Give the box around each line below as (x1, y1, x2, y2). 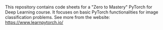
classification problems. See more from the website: (5, 15, 110, 20)
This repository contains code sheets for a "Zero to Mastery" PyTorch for (5, 4, 153, 10)
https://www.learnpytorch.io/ (5, 19, 64, 25)
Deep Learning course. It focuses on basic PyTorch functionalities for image (5, 9, 159, 15)
